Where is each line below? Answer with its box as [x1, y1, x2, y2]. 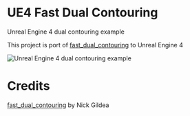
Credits [7, 78, 50, 94]
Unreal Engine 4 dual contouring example [7, 27, 125, 36]
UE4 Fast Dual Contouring [7, 5, 158, 21]
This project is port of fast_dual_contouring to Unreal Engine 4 [7, 40, 184, 49]
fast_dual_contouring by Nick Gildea [7, 101, 109, 109]
